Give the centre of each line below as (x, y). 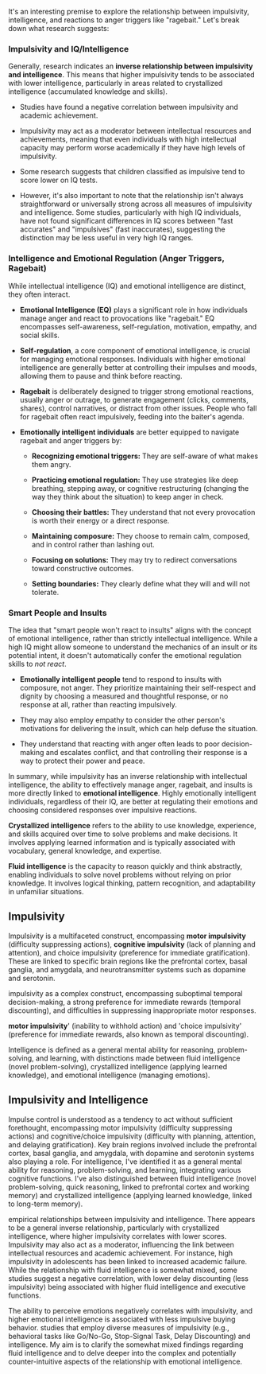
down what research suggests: (59, 28)
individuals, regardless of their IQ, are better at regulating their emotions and (133, 801)
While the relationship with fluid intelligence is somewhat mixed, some (123, 1270)
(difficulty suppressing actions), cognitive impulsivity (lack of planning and (132, 944)
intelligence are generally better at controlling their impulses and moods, (138, 367)
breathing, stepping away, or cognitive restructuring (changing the (140, 488)
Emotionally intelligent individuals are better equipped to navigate (129, 432)
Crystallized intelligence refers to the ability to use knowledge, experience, (132, 825)
